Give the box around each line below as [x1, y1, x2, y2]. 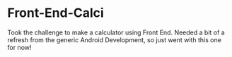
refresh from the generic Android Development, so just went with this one [7, 35, 221, 44]
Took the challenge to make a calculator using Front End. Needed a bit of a [7, 28, 225, 37]
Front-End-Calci [7, 5, 104, 21]
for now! [7, 43, 32, 51]
